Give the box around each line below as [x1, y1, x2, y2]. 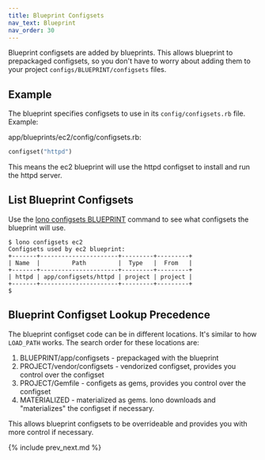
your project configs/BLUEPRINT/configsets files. [8, 65, 167, 74]
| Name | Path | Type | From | [8, 259, 193, 267]
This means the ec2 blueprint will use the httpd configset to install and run [8, 162, 251, 172]
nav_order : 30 [8, 26, 55, 34]
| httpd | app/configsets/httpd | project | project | [8, 272, 193, 281]
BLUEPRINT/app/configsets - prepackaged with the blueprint [19, 353, 219, 363]
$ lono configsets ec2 [8, 238, 83, 246]
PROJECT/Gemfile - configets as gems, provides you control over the [19, 378, 247, 388]
